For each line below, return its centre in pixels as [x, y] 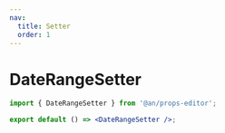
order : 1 [34, 34]
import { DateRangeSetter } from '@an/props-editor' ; [113, 104]
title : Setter [44, 26]
